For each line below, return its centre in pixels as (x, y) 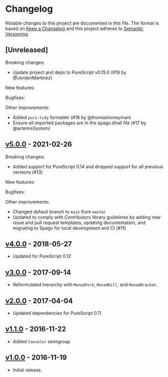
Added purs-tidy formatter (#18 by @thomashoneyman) (72, 117)
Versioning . (17, 34)
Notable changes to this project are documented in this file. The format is (82, 23)
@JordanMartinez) (32, 78)
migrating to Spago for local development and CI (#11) (69, 228)
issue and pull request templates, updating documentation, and (79, 223)
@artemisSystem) (31, 128)
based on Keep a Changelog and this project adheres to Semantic (75, 28)
